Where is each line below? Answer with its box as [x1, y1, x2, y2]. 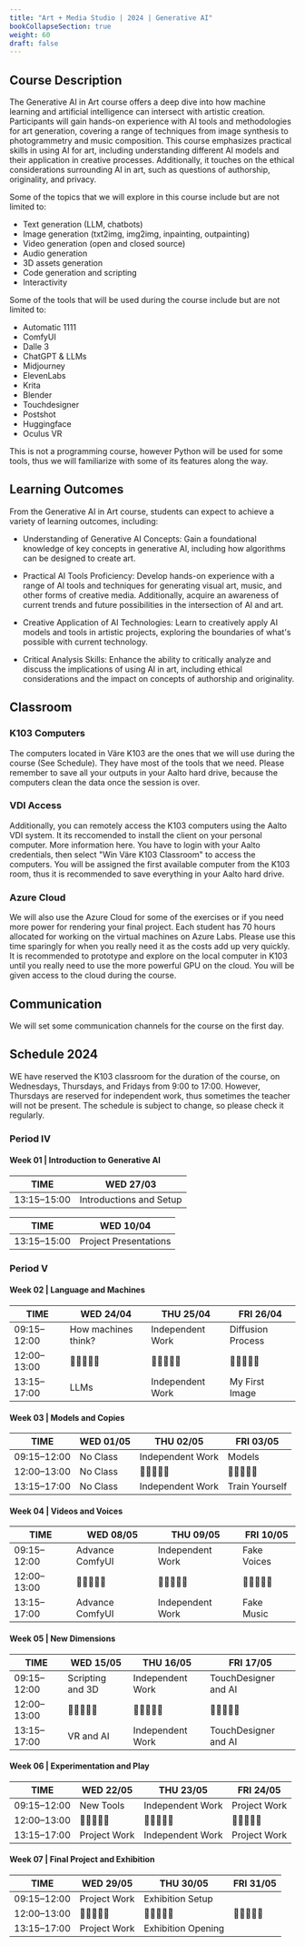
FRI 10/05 [244, 1528, 289, 1541]
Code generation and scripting [22, 268, 138, 279]
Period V [9, 1262, 48, 1274]
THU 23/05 [158, 1783, 209, 1796]
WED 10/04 [99, 1219, 152, 1231]
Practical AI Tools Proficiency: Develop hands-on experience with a [22, 570, 275, 581]
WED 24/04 [80, 1308, 132, 1321]
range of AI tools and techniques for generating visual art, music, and [22, 580, 282, 591]
